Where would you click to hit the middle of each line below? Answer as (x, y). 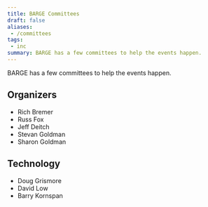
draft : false (26, 20)
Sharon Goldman (42, 142)
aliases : (20, 27)
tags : (15, 40)
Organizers (32, 95)
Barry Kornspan (40, 195)
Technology (34, 164)
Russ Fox (30, 119)
